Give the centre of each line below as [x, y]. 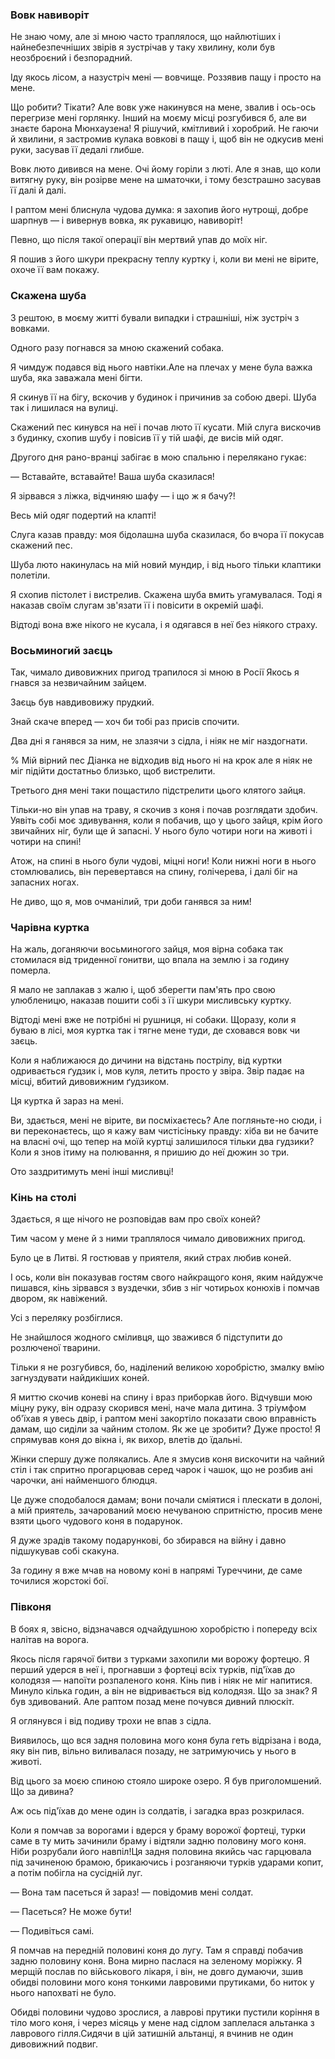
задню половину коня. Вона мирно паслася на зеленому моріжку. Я [156, 1960]
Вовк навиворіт [50, 15]
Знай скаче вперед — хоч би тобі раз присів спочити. [125, 721]
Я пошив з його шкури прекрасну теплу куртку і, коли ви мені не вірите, [165, 259]
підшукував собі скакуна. [65, 1551]
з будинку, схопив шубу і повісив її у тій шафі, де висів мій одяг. [147, 437]
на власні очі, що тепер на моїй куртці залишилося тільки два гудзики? [162, 1142]
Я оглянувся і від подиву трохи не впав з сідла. [111, 1720]
